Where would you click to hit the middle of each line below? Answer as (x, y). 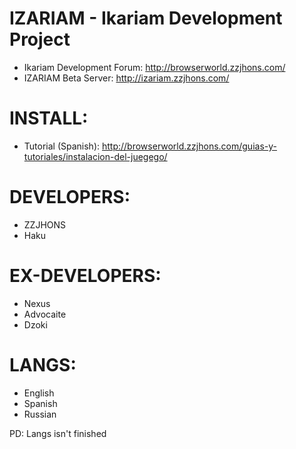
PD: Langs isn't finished (58, 433)
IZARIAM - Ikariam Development (146, 18)
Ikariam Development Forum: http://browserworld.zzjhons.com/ (154, 67)
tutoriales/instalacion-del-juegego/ (95, 156)
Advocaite (45, 314)
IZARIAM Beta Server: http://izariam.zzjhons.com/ (126, 78)
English (39, 393)
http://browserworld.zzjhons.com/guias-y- (189, 146)
